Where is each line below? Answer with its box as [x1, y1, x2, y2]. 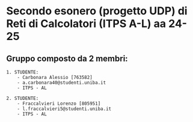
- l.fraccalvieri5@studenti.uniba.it [17, 106, 112, 112]
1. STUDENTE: [6, 69, 39, 75]
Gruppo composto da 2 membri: [6, 53, 128, 63]
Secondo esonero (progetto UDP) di [6, 4, 188, 18]
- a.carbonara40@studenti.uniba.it [17, 80, 106, 86]
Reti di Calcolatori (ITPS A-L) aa [6, 17, 167, 30]
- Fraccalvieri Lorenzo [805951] [17, 100, 101, 106]
